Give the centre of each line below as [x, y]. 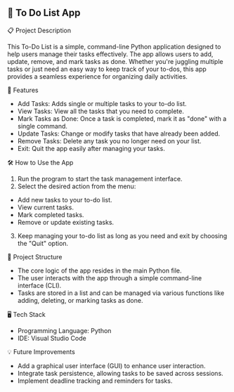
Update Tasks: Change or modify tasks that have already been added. [119, 133]
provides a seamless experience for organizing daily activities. [98, 76]
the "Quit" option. [43, 243]
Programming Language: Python [64, 330]
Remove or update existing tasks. [66, 222]
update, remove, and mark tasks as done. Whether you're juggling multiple [115, 61]
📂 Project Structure [35, 256]
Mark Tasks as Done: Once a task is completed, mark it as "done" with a [122, 118]
